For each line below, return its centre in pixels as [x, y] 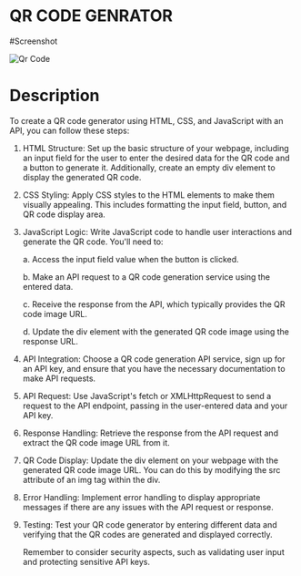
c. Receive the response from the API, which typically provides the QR [154, 304]
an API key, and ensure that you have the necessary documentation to [154, 368]
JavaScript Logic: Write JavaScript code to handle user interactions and [157, 231]
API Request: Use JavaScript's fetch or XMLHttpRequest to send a [147, 396]
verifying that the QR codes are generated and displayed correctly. [147, 534]
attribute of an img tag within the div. [91, 479]
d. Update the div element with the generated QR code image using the [156, 331]
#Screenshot [34, 41]
